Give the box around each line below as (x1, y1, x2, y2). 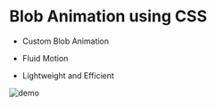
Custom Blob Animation (21, 36, 110, 46)
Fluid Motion (21, 53, 69, 63)
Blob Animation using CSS (9, 6, 208, 27)
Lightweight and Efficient (21, 69, 114, 81)
